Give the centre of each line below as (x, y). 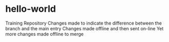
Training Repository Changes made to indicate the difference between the (83, 23)
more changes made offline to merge (44, 34)
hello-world (31, 9)
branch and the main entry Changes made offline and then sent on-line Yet (85, 28)
